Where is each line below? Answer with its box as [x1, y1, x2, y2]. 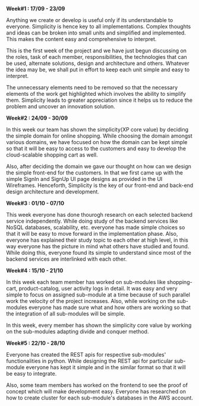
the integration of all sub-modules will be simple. [6, 310, 126, 317]
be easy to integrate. [6, 370, 57, 377]
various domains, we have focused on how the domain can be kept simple [6, 139, 188, 145]
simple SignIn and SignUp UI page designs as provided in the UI [6, 176, 163, 182]
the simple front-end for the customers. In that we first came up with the [6, 169, 183, 176]
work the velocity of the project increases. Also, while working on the [6, 298, 176, 304]
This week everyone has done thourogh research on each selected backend [6, 211, 193, 218]
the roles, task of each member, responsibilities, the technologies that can [6, 54, 187, 60]
